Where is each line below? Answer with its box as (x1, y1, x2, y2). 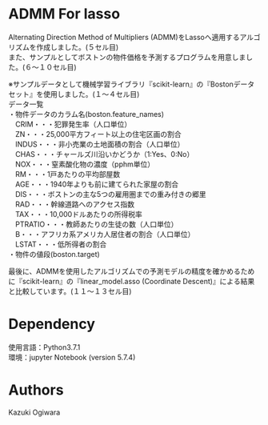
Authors (8, 381, 64, 399)
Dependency (8, 315, 96, 333)
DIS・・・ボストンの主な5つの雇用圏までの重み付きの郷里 (14, 189, 206, 198)
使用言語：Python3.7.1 (8, 342, 81, 352)
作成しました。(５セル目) (35, 42, 119, 52)
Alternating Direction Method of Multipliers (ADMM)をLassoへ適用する (8, 32, 240, 42)
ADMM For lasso (8, 5, 121, 23)
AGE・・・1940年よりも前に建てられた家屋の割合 (14, 179, 179, 189)
